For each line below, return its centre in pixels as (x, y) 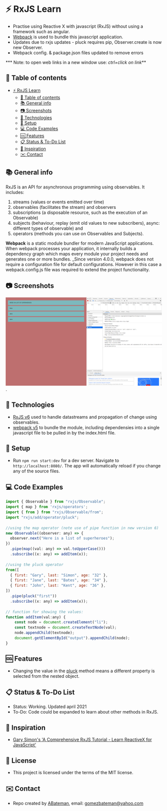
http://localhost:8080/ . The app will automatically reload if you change (87, 465)
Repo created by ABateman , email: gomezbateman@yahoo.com (78, 803)
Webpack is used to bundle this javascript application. (68, 37)
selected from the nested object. (46, 676)
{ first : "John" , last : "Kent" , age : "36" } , (58, 586)
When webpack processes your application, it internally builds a (71, 248)
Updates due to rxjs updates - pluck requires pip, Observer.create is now (87, 42)
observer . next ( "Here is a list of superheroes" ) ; (62, 539)
